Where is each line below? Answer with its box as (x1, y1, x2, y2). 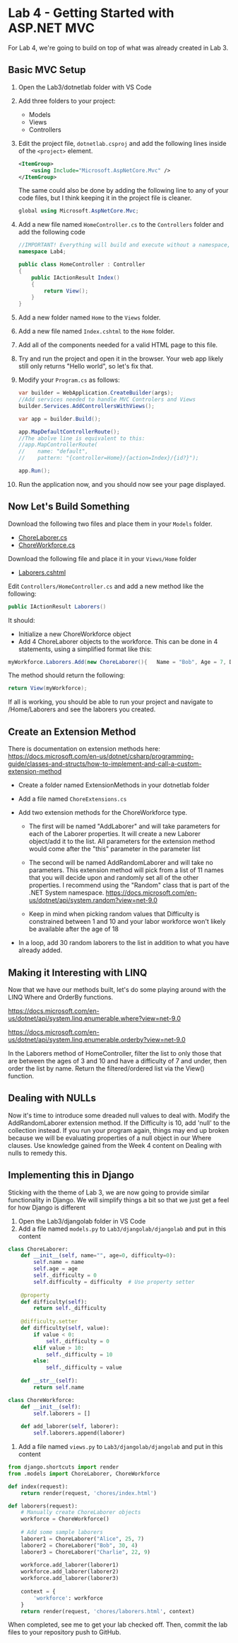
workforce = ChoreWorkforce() (20, 1515, 110, 1523)
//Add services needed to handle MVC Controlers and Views (18, 396, 196, 403)
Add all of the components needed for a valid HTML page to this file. (18, 341, 218, 349)
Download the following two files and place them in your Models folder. (8, 519, 213, 528)
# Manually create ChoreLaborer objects (20, 1509, 141, 1516)
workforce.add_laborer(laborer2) (20, 1568, 119, 1576)
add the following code (18, 228, 85, 237)
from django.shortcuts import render (8, 1464, 119, 1471)
